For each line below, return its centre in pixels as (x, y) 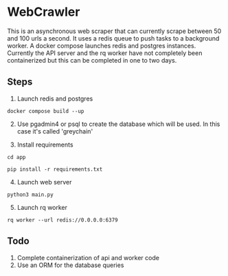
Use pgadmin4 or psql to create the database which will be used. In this (118, 124)
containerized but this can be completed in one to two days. (92, 60)
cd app (16, 157)
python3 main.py (30, 194)
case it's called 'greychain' (55, 131)
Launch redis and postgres (55, 98)
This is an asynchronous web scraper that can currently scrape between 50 (114, 31)
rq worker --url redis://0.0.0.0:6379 (62, 220)
